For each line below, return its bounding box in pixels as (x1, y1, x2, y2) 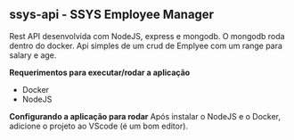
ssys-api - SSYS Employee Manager (9, 7, 215, 22)
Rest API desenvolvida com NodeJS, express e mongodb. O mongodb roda (9, 30, 285, 41)
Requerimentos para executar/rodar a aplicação (9, 67, 191, 78)
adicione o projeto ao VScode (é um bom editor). (9, 120, 189, 131)
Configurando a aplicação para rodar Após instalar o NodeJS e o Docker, (9, 111, 282, 121)
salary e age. (9, 49, 57, 61)
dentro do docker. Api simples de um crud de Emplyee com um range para (9, 40, 283, 51)
